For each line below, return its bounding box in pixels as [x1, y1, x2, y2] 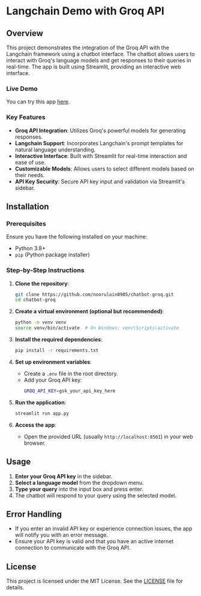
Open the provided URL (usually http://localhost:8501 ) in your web [23, 433, 193, 440]
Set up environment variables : [14, 358, 92, 366]
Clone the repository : [14, 280, 70, 287]
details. [6, 584, 25, 591]
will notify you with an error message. [14, 531, 109, 538]
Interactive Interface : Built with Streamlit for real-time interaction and [14, 152, 187, 160]
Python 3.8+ [14, 245, 46, 252]
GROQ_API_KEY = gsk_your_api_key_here [23, 388, 116, 394]
